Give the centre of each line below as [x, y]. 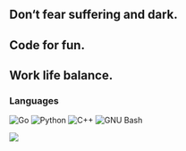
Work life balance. [61, 75]
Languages [34, 101]
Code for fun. [47, 45]
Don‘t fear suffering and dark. [94, 15]
